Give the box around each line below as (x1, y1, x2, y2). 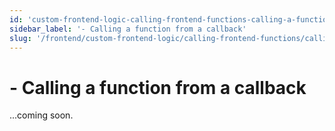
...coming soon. (9, 109, 74, 121)
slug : (9, 33, 32, 43)
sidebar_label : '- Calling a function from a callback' (9, 24, 247, 34)
